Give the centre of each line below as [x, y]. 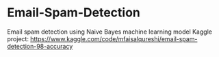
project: [18, 38]
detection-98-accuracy [40, 46]
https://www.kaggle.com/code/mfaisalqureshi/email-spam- [114, 38]
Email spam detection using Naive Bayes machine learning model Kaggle [109, 32]
